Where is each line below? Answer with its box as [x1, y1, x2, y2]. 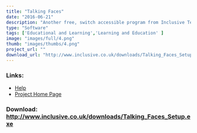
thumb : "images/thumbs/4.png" [6, 41, 80, 47]
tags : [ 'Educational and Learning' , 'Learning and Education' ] [6, 30, 164, 36]
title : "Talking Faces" [6, 8, 64, 15]
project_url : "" [6, 47, 46, 52]
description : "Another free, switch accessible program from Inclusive [6, 19, 185, 25]
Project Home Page [14, 90, 62, 97]
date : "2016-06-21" [6, 14, 54, 20]
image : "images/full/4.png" [6, 36, 75, 41]
